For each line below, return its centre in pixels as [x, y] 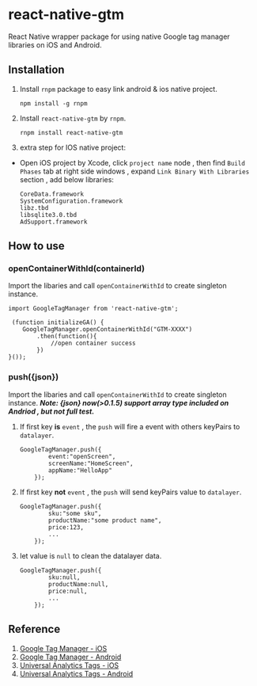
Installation [36, 70]
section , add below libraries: [67, 179]
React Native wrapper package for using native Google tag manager [119, 36]
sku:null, [64, 577]
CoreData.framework [52, 194]
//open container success [93, 343]
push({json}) [34, 377]
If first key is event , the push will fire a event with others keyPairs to [130, 426]
